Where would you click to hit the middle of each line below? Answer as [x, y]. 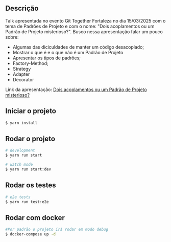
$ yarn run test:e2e [27, 202]
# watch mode [19, 165]
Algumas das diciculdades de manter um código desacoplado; [78, 47]
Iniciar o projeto [31, 111]
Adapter [21, 74]
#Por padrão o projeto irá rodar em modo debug [57, 230]
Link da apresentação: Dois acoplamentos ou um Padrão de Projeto [76, 90]
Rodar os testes [31, 185]
